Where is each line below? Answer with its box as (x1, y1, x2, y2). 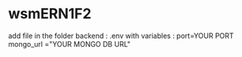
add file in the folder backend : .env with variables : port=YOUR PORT (8, 31, 235, 40)
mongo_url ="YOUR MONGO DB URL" (8, 39, 131, 48)
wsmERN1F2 (8, 5, 92, 23)
